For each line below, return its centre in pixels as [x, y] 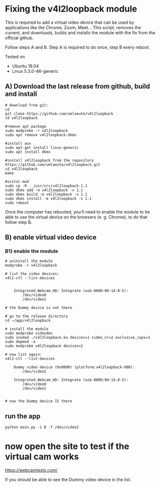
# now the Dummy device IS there [39, 401]
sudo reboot [17, 203]
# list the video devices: [32, 274]
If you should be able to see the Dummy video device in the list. [68, 480]
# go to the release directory [36, 316]
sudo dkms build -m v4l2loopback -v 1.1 [46, 194]
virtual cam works [42, 457]
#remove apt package [26, 126]
